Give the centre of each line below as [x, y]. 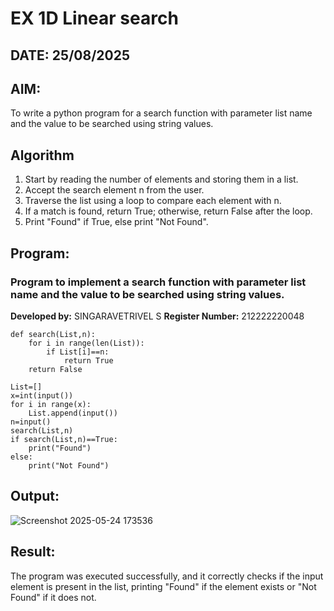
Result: [33, 552]
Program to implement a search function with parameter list [158, 282]
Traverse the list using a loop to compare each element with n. [153, 201]
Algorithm [42, 155]
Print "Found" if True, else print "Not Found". [116, 222]
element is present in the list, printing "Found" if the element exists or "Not [163, 586]
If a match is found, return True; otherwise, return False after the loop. [168, 211]
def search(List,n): [53, 334]
